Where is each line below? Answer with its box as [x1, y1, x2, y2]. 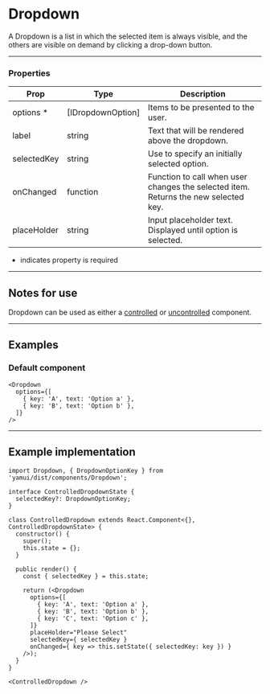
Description [179, 88, 227, 100]
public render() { [15, 565, 78, 573]
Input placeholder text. [147, 215, 233, 226]
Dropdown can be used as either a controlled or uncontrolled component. [8, 307, 252, 318]
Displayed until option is [147, 224, 239, 236]
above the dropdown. [147, 135, 229, 146]
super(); [22, 536, 52, 545]
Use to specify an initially [147, 148, 243, 159]
